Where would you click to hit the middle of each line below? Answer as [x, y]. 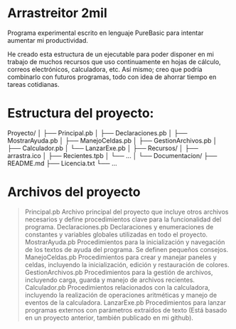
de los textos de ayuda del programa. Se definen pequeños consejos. [127, 249]
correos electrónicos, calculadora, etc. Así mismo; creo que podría [105, 69]
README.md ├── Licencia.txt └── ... [62, 163]
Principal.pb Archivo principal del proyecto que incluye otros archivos [127, 211]
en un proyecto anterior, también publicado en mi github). [109, 318]
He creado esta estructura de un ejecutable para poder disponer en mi [111, 54]
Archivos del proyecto [74, 192]
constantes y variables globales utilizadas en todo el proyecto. [116, 234]
